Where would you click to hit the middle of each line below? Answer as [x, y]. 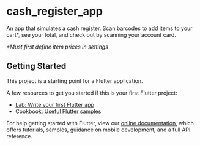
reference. [19, 136]
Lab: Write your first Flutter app [55, 104]
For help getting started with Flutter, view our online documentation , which [100, 123]
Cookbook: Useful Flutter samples [58, 111]
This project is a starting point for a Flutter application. [75, 80]
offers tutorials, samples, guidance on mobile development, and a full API [98, 130]
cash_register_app [54, 11]
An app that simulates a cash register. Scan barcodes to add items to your [99, 28]
